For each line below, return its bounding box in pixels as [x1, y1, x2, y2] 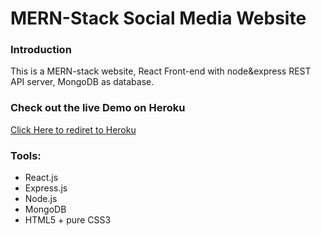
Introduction [10, 43, 72, 57]
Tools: [10, 148, 42, 162]
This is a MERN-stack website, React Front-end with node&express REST [10, 65, 312, 77]
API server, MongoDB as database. [10, 76, 155, 88]
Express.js [24, 182, 68, 194]
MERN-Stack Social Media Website [10, 7, 307, 30]
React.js [24, 172, 59, 184]
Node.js [24, 193, 58, 205]
